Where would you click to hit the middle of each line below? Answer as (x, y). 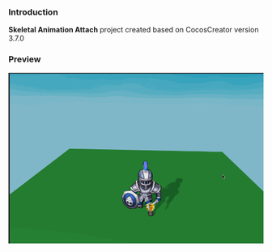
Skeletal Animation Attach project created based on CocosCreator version (134, 30)
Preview (25, 59)
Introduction (33, 12)
